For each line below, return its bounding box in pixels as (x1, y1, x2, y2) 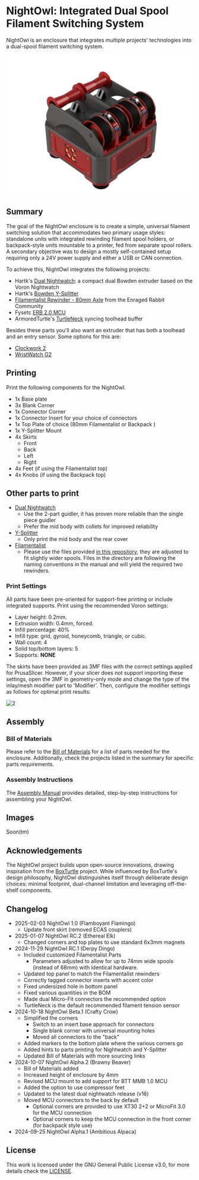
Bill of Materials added (23, 1065, 79, 1072)
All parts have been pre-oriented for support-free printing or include (6, 596, 173, 603)
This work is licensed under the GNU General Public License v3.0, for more (6, 1161, 190, 1168)
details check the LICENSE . (6, 1167, 73, 1175)
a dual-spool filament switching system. (6, 43, 104, 50)
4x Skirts (14, 433, 37, 440)
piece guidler (23, 517, 56, 524)
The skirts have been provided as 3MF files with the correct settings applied (6, 663, 193, 670)
